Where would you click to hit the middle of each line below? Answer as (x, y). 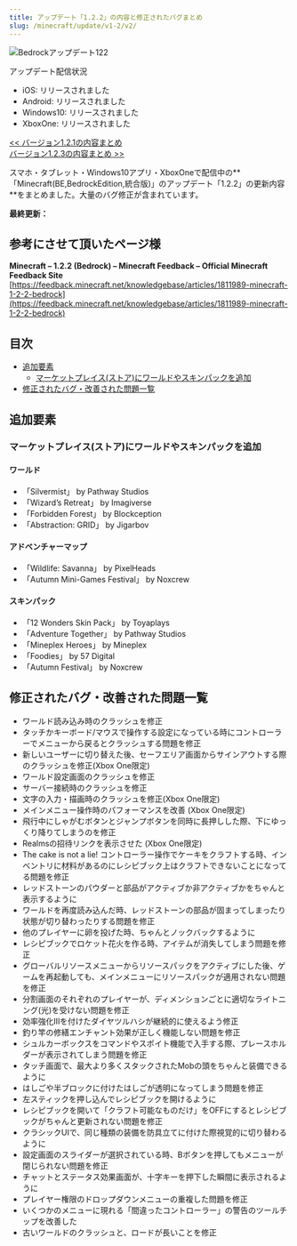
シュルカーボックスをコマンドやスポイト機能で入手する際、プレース (146, 1043)
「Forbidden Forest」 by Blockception (92, 513)
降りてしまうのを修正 (77, 832)
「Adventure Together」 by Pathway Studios (104, 634)
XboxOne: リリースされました (76, 123)
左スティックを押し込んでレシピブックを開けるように (119, 1098)
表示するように (49, 898)
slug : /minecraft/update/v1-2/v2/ (73, 26)
